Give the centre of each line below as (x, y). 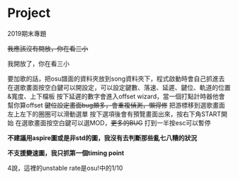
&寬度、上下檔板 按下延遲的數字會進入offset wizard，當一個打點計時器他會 (116, 96)
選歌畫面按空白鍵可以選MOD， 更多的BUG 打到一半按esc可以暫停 (116, 122)
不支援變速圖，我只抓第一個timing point (66, 153)
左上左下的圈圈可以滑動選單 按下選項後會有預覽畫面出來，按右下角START (114, 114)
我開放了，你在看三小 (38, 63)
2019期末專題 (27, 33)
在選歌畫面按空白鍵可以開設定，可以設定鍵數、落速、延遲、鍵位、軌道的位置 (119, 87)
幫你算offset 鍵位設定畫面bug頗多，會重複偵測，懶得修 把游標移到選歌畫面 (116, 105)
